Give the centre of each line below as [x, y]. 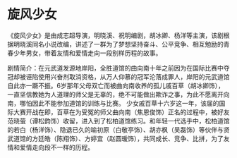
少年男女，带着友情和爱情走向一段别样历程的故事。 [87, 53]
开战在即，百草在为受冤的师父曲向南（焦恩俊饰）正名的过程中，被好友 [128, 112]
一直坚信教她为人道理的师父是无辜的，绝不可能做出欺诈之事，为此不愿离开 [115, 94]
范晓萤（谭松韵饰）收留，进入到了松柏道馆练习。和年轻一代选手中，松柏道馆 [119, 121]
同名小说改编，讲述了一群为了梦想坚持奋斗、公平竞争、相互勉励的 [127, 44]
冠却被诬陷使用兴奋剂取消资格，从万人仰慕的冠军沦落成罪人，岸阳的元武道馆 [119, 77]
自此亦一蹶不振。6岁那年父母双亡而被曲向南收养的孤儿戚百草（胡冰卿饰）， [116, 85]
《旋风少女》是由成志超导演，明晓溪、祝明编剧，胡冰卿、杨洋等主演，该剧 [115, 35]
